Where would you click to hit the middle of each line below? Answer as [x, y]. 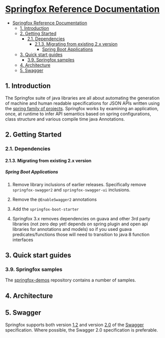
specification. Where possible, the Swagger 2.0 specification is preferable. [82, 330]
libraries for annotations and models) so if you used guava [72, 229]
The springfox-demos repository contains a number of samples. [71, 280]
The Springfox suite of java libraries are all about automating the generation [82, 98]
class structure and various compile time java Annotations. [65, 119]
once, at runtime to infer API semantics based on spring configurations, [78, 114]
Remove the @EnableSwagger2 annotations [54, 199]
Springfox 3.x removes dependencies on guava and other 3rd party [81, 218]
